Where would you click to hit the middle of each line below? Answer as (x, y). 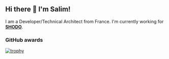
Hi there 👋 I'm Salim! (38, 9)
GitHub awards (24, 40)
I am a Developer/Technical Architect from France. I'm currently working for (84, 21)
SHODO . (14, 27)
